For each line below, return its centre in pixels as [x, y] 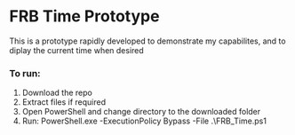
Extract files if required [64, 102]
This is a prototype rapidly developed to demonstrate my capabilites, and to [147, 41]
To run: [25, 73]
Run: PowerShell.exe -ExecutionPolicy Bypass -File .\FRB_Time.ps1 [144, 121]
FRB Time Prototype [84, 16]
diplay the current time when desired [76, 50]
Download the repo [57, 93]
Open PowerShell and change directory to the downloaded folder [141, 112]
